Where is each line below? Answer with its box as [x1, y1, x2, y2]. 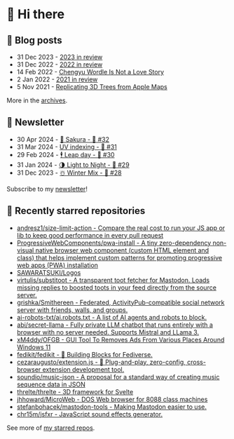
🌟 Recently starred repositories [6, 205, 146, 217]
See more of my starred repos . [6, 424, 95, 432]
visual [16, 245, 34, 255]
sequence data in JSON [16, 380, 85, 389]
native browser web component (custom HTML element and [35, 245, 209, 255]
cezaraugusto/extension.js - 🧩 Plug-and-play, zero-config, [16, 358, 186, 366]
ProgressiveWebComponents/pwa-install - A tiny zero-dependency [16, 238, 212, 247]
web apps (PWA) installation [16, 261, 99, 269]
